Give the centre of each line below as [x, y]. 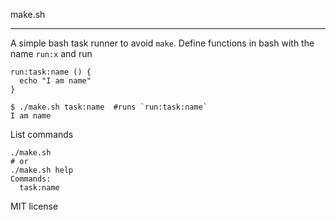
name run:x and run [51, 53]
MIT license [34, 206]
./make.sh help [42, 170]
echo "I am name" [55, 81]
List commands [42, 134]
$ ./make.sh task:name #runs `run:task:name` [109, 107]
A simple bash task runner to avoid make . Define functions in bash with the [162, 43]
